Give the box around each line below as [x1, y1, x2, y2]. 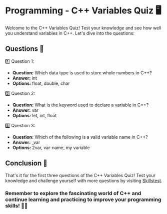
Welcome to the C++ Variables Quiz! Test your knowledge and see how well [5, 24, 161, 31]
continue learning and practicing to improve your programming [5, 196, 161, 203]
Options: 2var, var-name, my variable [12, 144, 90, 151]
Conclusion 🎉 [5, 159, 47, 168]
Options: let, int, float [12, 112, 56, 118]
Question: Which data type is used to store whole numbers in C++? [12, 69, 152, 76]
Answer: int [12, 75, 37, 81]
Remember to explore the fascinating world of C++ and [5, 190, 141, 197]
